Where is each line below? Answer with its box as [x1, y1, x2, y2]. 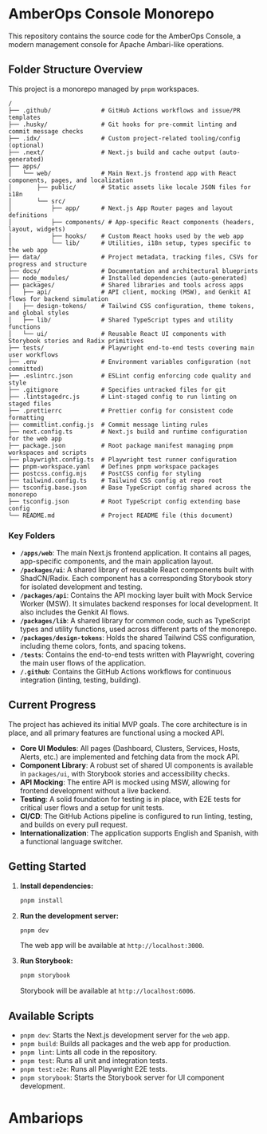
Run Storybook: [19, 956, 73, 966]
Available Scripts [8, 1009, 94, 1022]
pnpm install [19, 896, 64, 904]
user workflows [8, 350, 59, 359]
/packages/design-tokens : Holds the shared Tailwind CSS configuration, [19, 633, 256, 642]
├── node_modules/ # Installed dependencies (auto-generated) [8, 274, 248, 282]
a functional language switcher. [19, 836, 124, 846]
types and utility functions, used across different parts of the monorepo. [19, 624, 257, 634]
